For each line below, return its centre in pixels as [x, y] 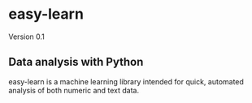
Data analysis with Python [76, 62]
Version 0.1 [26, 36]
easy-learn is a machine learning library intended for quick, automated [126, 81]
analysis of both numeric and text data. [74, 90]
